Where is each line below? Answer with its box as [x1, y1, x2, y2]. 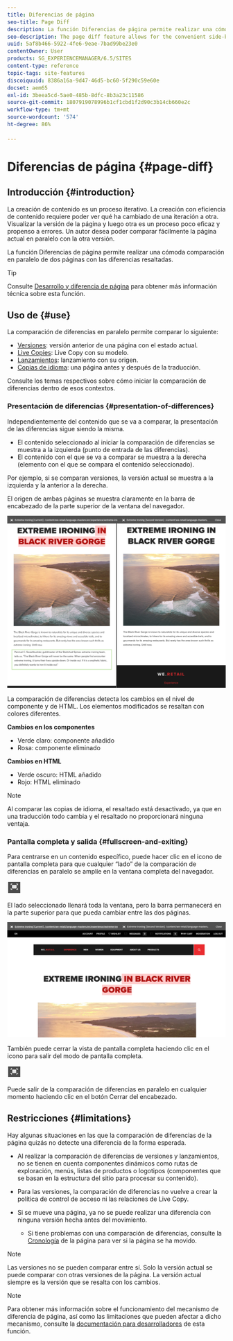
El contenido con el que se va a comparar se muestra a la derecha [17, 453, 207, 461]
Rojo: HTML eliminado [17, 777, 81, 786]
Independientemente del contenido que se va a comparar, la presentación [7, 417, 218, 426]
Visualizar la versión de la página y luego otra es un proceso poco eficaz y [7, 219, 221, 228]
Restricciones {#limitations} [7, 1113, 132, 1125]
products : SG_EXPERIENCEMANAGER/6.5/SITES [7, 55, 132, 62]
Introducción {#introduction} [7, 187, 135, 198]
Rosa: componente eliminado [17, 743, 101, 752]
